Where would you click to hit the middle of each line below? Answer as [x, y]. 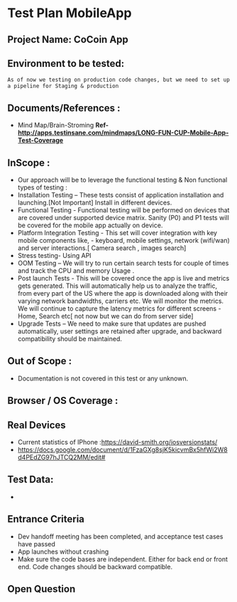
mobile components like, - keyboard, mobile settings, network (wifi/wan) [124, 241]
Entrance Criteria [46, 519]
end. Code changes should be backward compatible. [95, 566]
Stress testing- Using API [54, 256]
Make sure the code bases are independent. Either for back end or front [123, 559]
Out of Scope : [40, 361]
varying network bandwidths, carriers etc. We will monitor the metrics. [121, 301]
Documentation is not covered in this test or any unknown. [103, 378]
